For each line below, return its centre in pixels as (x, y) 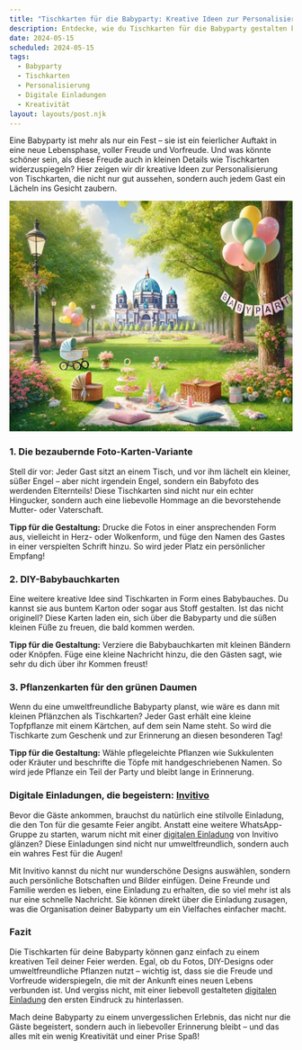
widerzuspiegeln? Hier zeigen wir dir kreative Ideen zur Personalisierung (144, 169)
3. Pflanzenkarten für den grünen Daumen (103, 687)
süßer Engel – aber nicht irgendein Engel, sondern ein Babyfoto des (134, 480)
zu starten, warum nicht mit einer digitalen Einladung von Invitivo (159, 834)
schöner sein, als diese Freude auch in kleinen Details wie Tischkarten (139, 160)
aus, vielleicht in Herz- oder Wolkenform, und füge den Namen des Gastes (147, 536)
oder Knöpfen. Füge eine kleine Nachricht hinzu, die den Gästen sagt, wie (146, 654)
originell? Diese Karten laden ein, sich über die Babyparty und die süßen (143, 617)
